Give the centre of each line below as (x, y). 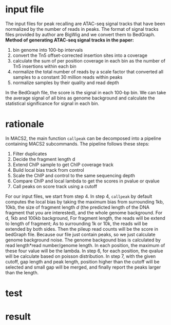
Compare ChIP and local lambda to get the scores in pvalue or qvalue (86, 181)
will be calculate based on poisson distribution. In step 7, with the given (81, 256)
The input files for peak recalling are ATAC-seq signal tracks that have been (85, 24)
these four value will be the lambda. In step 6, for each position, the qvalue (84, 251)
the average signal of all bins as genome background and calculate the (80, 98)
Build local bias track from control (49, 170)
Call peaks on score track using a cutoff (55, 186)
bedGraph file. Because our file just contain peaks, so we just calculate (80, 234)
